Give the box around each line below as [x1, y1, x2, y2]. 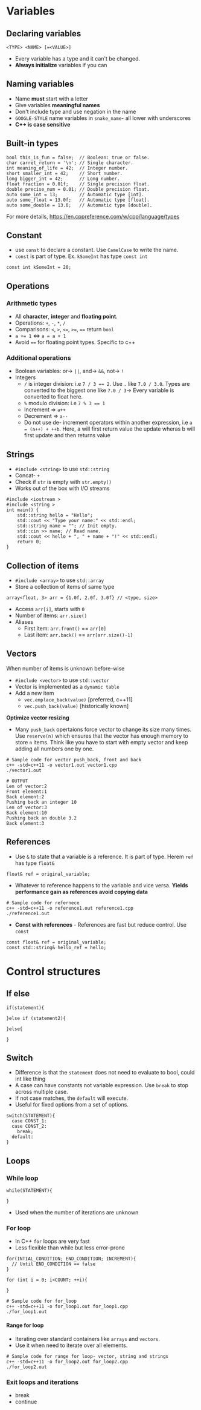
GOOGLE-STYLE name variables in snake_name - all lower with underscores [14, 114, 191, 122]
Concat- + [14, 472, 40, 479]
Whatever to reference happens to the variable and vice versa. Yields [14, 881, 188, 889]
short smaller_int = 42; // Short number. [6, 170, 123, 176]
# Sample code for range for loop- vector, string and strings [6, 1353, 169, 1359]
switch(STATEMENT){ [6, 1113, 56, 1119]
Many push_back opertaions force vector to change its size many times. [14, 726, 192, 733]
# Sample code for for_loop [6, 1298, 77, 1305]
